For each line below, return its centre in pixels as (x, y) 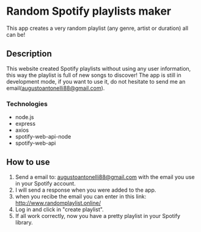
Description (29, 54)
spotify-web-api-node (43, 137)
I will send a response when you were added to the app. (86, 190)
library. (24, 222)
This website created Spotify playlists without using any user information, (99, 68)
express (25, 124)
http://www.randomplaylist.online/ (58, 203)
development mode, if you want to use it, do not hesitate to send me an (96, 81)
